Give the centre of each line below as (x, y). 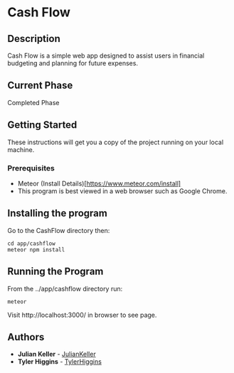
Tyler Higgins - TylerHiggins (59, 362)
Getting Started (42, 125)
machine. (21, 149)
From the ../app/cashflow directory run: (65, 288)
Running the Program (55, 272)
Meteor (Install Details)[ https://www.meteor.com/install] (99, 183)
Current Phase (40, 86)
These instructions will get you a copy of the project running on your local (116, 142)
